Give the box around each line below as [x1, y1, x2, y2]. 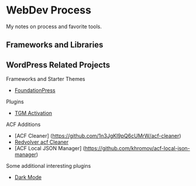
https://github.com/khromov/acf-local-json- [84, 145, 190, 152]
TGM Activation [14, 110, 53, 117]
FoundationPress [14, 87, 56, 94]
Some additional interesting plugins [6, 163, 91, 170]
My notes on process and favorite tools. [6, 23, 102, 30]
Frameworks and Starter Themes [6, 76, 85, 83]
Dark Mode [14, 174, 42, 181]
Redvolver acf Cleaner [14, 138, 69, 146]
